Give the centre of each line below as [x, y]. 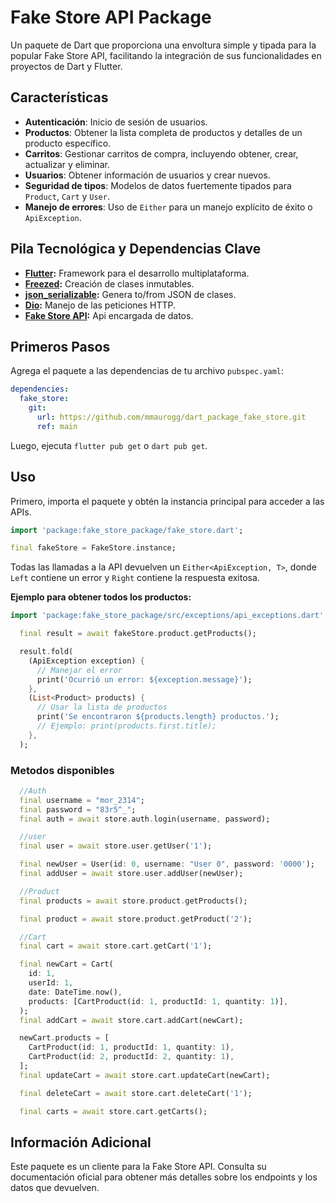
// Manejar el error [79, 670]
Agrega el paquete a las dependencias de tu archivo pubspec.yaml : [147, 371]
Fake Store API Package [111, 17]
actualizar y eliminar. [67, 164]
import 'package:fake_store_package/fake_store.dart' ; [127, 530]
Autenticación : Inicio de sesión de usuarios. [116, 122]
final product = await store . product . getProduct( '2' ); [136, 919]
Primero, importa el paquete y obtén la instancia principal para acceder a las [167, 501]
